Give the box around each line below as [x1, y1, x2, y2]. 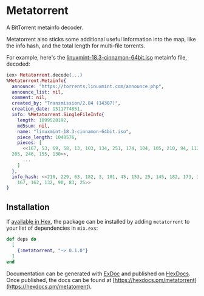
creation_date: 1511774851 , [12, 106, 83, 112]
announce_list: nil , [12, 89, 64, 95]
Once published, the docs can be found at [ [6, 276, 115, 283]
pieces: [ [17, 140, 42, 146]
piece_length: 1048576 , [17, 134, 78, 140]
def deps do [6, 236, 36, 243]
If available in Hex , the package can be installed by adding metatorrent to [6, 218, 190, 225]
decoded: [6, 60, 30, 67]
